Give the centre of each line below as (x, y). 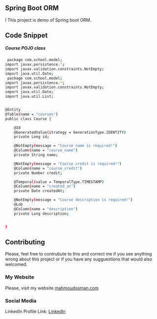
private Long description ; (41, 214)
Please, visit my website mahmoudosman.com (52, 288)
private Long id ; (32, 137)
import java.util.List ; (29, 96)
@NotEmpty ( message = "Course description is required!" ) (73, 200)
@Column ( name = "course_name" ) (46, 150)
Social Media (21, 301)
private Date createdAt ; (39, 191)
